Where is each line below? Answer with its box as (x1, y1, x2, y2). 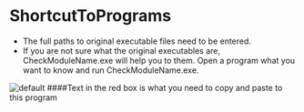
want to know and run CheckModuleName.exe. (22, 65, 199, 76)
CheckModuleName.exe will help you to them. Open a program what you (22, 55, 296, 66)
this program (9, 92, 57, 103)
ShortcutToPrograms (9, 5, 171, 26)
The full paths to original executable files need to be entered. (22, 36, 252, 46)
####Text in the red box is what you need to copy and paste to (46, 82, 283, 93)
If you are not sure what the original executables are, (22, 45, 221, 56)
